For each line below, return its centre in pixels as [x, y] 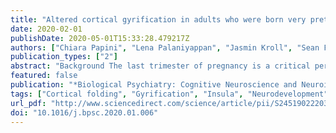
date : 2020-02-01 [46, 29]
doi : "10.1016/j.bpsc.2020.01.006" [84, 112]
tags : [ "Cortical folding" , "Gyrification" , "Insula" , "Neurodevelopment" [169, 94]
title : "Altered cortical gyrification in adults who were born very [158, 19]
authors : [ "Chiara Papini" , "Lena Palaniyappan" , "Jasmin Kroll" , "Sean [165, 47]
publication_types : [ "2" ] [64, 57]
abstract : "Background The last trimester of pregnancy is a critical [160, 66]
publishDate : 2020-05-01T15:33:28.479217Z [100, 38]
